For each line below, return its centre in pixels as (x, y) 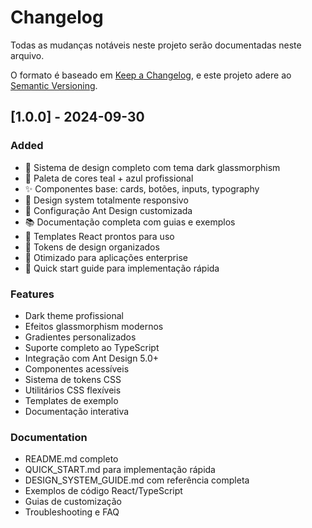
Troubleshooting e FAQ (72, 512)
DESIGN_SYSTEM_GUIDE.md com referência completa (137, 480)
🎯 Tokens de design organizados (92, 247)
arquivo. (27, 55)
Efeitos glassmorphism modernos (94, 326)
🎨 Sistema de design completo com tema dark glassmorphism (152, 167)
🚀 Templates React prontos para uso (99, 236)
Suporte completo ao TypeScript (92, 347)
